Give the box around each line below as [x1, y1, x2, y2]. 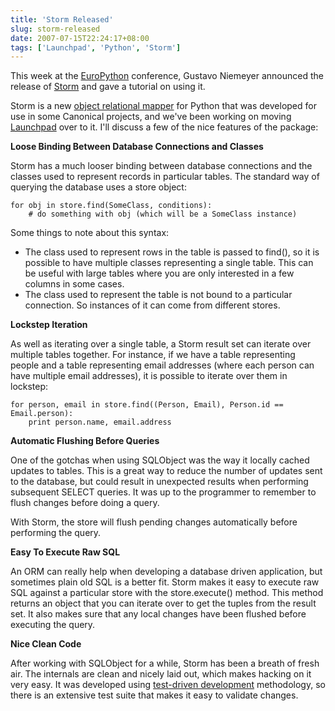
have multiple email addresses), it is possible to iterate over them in [10, 370, 288, 382]
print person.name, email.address [28, 417, 172, 428]
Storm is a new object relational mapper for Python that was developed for [10, 100, 317, 112]
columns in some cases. [24, 278, 125, 290]
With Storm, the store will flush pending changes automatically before [10, 516, 298, 528]
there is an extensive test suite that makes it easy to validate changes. [10, 689, 299, 701]
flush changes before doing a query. [10, 497, 160, 509]
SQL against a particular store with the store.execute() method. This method [10, 587, 324, 599]
